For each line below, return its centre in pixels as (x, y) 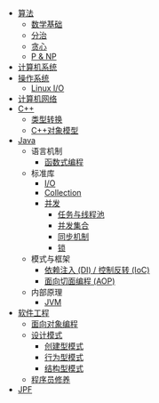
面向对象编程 (54, 324)
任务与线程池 (81, 214)
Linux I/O (48, 88)
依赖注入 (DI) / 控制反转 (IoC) (97, 270)
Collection (63, 193)
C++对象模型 (55, 130)
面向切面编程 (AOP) (79, 281)
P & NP (44, 56)
